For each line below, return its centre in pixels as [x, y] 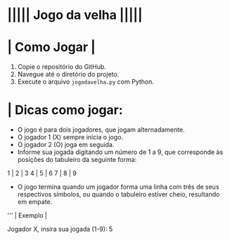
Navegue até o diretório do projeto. [68, 75]
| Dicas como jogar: [65, 110]
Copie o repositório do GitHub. [62, 67]
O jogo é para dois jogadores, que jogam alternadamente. [101, 130]
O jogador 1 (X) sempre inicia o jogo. [70, 137]
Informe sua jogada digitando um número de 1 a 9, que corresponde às [120, 152]
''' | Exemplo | [27, 215]
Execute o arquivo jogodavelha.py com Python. [86, 82]
